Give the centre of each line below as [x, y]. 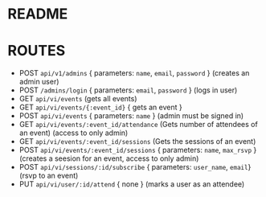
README [38, 14]
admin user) [39, 82]
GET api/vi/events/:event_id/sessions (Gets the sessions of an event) [137, 142]
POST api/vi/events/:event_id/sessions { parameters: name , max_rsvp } [138, 150]
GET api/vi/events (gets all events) [78, 99]
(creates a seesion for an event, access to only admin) [109, 158]
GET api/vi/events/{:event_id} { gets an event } [100, 107]
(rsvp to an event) [49, 176]
